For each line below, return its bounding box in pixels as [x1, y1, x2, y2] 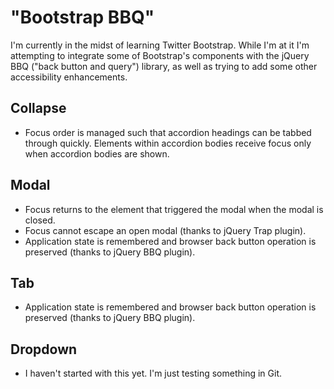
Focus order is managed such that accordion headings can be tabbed [24, 126, 312, 138]
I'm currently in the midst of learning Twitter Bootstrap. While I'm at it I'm [10, 39, 310, 51]
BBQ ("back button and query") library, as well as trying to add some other [10, 60, 318, 72]
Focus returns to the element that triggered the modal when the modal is [24, 203, 324, 215]
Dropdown [10, 341, 78, 358]
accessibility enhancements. [10, 71, 128, 83]
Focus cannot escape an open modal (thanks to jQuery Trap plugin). [24, 224, 307, 236]
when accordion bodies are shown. [24, 147, 170, 160]
